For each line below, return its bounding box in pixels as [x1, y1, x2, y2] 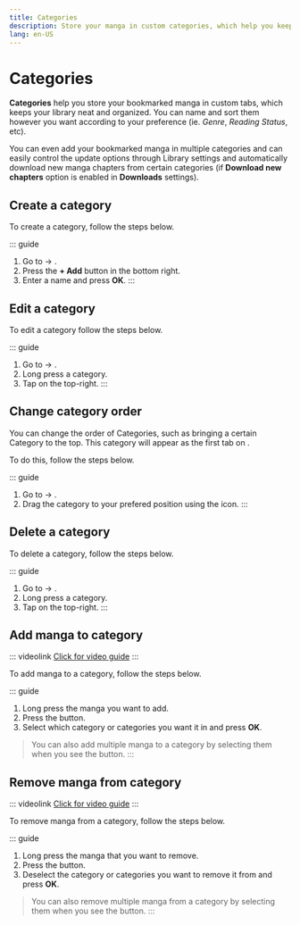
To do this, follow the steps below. [9, 454, 135, 465]
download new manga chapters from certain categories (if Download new [9, 162, 282, 173]
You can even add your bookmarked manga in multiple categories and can [9, 144, 283, 154]
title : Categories [9, 12, 78, 22]
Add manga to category [9, 627, 144, 643]
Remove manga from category [9, 774, 182, 790]
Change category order [9, 404, 143, 420]
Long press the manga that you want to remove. [21, 850, 199, 862]
